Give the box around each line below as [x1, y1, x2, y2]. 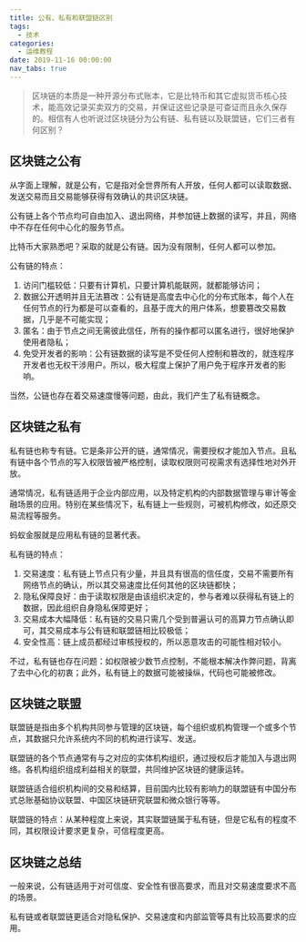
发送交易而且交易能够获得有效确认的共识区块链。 [9, 190, 193, 201]
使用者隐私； [22, 336, 71, 347]
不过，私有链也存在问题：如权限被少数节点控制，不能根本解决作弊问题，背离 [9, 655, 297, 666]
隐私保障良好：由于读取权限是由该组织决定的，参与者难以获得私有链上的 [22, 591, 294, 602]
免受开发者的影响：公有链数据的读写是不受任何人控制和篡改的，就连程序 [22, 348, 294, 359]
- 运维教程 [17, 47, 54, 56]
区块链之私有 [9, 420, 82, 435]
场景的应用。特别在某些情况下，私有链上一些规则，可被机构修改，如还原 [16, 498, 289, 510]
